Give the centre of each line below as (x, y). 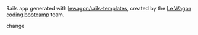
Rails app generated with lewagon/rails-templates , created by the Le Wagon (99, 8)
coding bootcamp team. (35, 15)
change (15, 26)
